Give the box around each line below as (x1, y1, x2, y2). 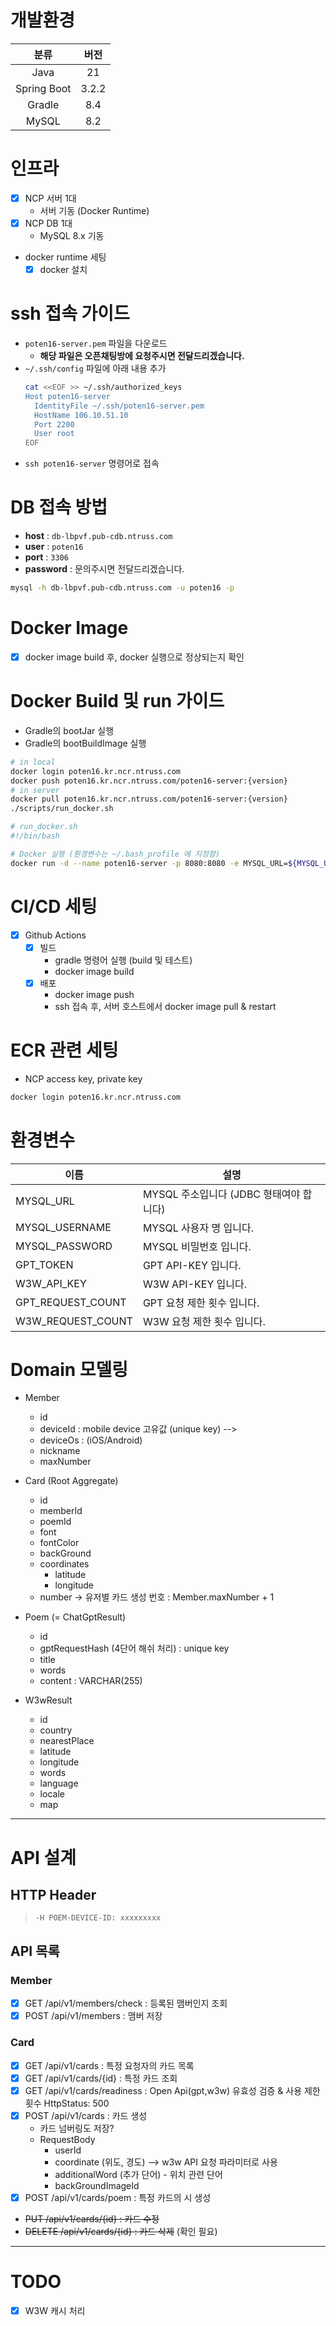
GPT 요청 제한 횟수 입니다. (142, 1296, 260, 1310)
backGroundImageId (54, 2179, 140, 2191)
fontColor (39, 1537, 80, 1549)
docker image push (54, 988, 135, 1000)
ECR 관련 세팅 (10, 1039, 119, 1061)
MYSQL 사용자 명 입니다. (142, 1221, 254, 1235)
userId (54, 2144, 82, 2156)
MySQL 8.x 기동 (39, 230, 105, 241)
